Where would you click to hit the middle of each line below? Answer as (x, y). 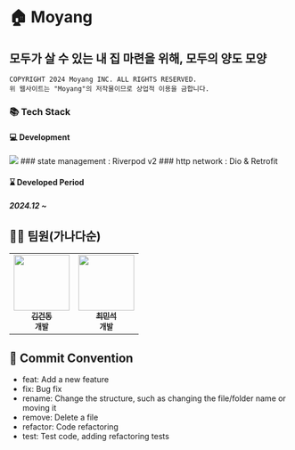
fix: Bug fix (42, 389)
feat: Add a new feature (66, 379)
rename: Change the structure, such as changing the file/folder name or (154, 398)
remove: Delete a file (60, 417)
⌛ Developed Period (47, 182)
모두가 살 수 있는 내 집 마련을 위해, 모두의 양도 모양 (138, 58)
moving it (39, 407)
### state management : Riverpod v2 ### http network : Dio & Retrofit (149, 161)
